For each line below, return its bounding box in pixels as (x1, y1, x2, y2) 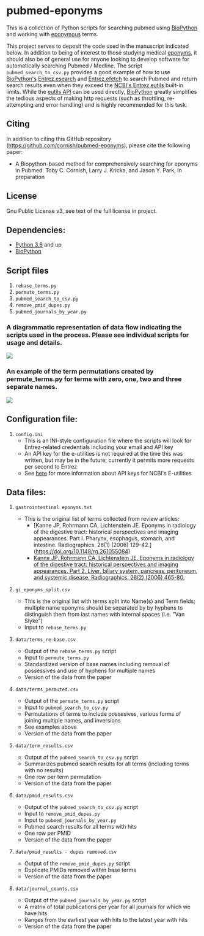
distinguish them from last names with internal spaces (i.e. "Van (24, 611, 185, 618)
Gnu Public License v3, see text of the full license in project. (6, 207, 158, 215)
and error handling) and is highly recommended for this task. (34, 101, 188, 108)
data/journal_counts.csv (15, 886, 79, 892)
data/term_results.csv (15, 743, 73, 749)
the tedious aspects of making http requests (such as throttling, (6, 94, 166, 102)
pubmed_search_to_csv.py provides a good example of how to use (6, 68, 170, 75)
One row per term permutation (24, 773, 101, 781)
